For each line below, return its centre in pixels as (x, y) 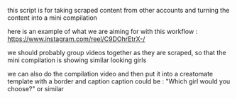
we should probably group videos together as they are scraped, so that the (117, 53)
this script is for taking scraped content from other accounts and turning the (118, 10)
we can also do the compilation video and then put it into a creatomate (110, 74)
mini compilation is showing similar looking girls (77, 60)
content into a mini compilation (53, 18)
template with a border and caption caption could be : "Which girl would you (119, 81)
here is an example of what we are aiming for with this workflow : (103, 31)
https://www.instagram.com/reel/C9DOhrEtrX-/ (76, 39)
